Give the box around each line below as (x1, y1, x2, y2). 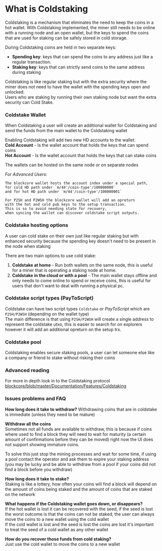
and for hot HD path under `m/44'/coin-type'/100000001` (5, 189, 122, 194)
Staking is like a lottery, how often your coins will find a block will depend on (5, 481, 157, 487)
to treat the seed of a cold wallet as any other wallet (5, 526, 109, 533)
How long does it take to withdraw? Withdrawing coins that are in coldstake (5, 406, 157, 412)
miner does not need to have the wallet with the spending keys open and (5, 84, 150, 89)
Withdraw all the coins (5, 421, 51, 427)
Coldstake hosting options (5, 222, 69, 229)
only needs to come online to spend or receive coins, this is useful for (12, 277, 151, 283)
